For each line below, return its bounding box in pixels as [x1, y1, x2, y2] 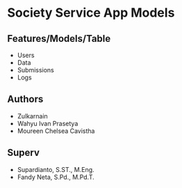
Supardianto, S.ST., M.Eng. [17, 165, 95, 173]
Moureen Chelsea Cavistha [17, 127, 95, 135]
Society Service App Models [7, 5, 175, 21]
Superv [7, 147, 40, 159]
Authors [7, 93, 44, 105]
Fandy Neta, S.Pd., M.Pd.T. [17, 173, 95, 181]
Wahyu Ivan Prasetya [17, 119, 78, 127]
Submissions [17, 66, 54, 74]
